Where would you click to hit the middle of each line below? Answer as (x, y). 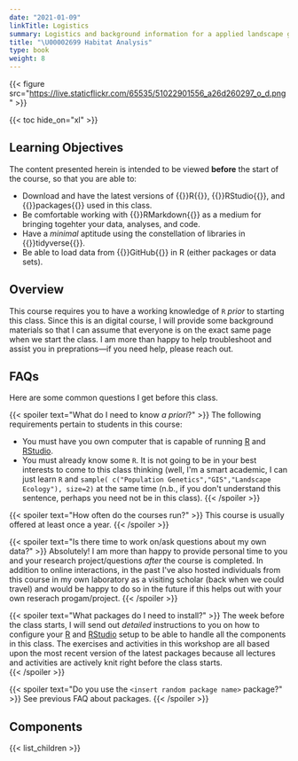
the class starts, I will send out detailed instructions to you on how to (134, 625)
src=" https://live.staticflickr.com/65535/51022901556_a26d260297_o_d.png (148, 93)
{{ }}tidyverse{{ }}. (54, 243)
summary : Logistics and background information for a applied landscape (146, 34)
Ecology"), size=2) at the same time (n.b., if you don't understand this (151, 489)
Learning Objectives (67, 148)
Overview (37, 290)
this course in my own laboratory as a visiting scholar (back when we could (147, 580)
